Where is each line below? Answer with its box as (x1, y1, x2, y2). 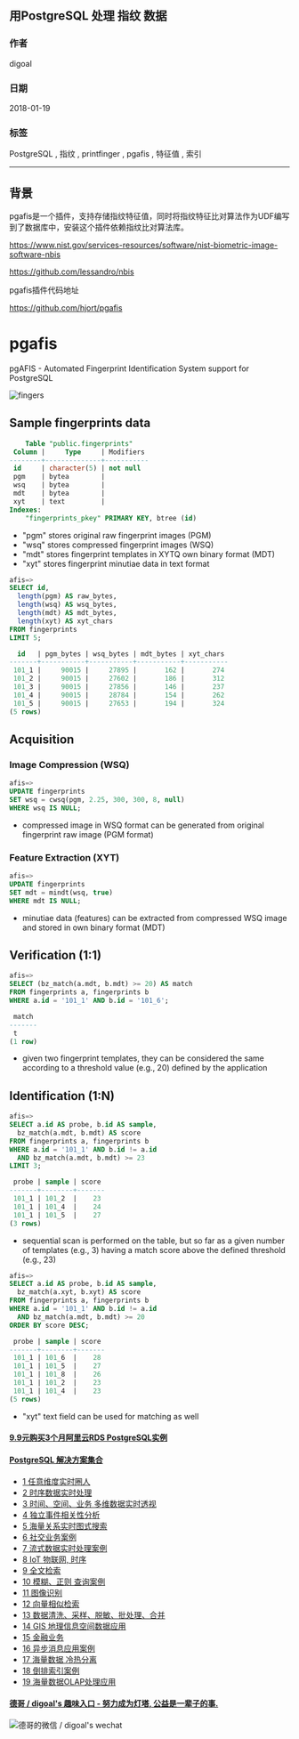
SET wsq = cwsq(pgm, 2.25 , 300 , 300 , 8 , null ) (9, 796, 185, 805)
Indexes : (9, 506, 42, 514)
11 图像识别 (21, 1587, 63, 1597)
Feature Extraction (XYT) (9, 851, 120, 863)
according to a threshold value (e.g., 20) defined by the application (21, 1063, 268, 1073)
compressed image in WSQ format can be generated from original (21, 820, 265, 830)
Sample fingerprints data (9, 416, 151, 431)
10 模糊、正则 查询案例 (21, 1576, 106, 1587)
